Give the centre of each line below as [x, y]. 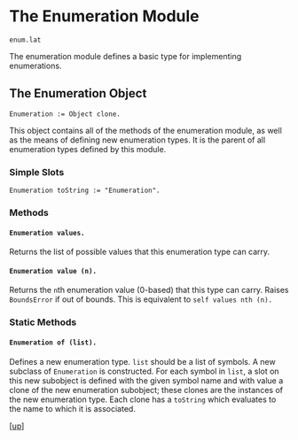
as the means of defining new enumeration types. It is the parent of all [137, 140]
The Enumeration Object [78, 93]
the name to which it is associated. [72, 408]
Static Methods [43, 322]
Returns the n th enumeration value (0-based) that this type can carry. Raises [149, 290]
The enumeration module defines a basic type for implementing [125, 56]
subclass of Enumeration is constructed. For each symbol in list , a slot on [144, 371]
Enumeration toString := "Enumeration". [85, 191]
